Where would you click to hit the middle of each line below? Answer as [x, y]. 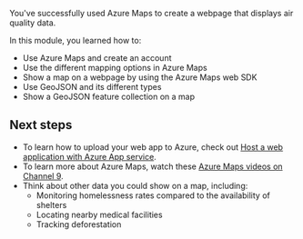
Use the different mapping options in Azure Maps [115, 68]
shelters [51, 204]
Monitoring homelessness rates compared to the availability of [153, 195]
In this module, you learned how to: [76, 40]
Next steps [41, 125]
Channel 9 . [43, 175]
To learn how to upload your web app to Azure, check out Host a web [153, 147]
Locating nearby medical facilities [99, 214]
